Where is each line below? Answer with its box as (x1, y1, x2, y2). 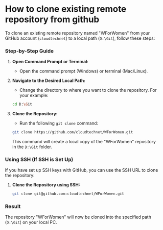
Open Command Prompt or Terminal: (12, 59, 89, 65)
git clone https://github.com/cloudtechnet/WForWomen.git (12, 130, 133, 135)
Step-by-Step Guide (5, 48, 54, 54)
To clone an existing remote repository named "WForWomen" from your (5, 30, 150, 36)
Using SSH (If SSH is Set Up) (5, 156, 73, 163)
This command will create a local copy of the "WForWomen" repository (12, 138, 156, 144)
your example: (19, 92, 48, 99)
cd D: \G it (12, 102, 33, 107)
